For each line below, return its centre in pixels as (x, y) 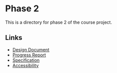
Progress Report (29, 55)
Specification (26, 60)
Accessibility (25, 65)
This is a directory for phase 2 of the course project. (58, 22)
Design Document (31, 49)
